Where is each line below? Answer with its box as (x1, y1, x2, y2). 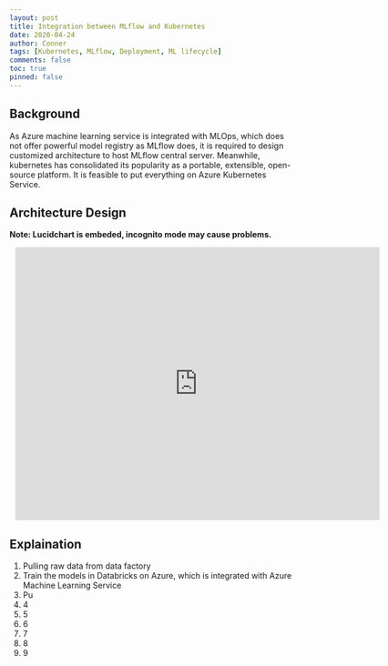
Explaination (9, 536, 82, 551)
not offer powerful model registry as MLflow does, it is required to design (9, 140, 284, 151)
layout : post (9, 13, 59, 23)
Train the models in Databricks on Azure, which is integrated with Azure (22, 570, 292, 581)
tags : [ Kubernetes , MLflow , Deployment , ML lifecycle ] (9, 47, 222, 56)
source (9, 169, 36, 180)
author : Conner (9, 38, 67, 48)
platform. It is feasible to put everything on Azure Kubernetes (37, 169, 267, 180)
